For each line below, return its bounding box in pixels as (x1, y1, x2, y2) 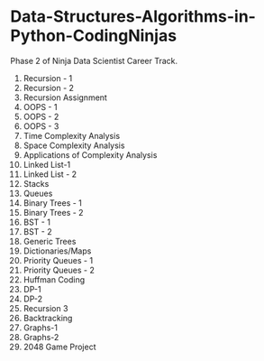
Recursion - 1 (23, 72, 73, 83)
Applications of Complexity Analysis (23, 149, 158, 160)
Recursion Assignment (23, 92, 107, 103)
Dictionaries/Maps (23, 245, 92, 256)
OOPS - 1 (23, 101, 58, 112)
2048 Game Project (23, 341, 96, 352)
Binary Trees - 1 (23, 197, 82, 208)
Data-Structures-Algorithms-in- (10, 6, 256, 27)
